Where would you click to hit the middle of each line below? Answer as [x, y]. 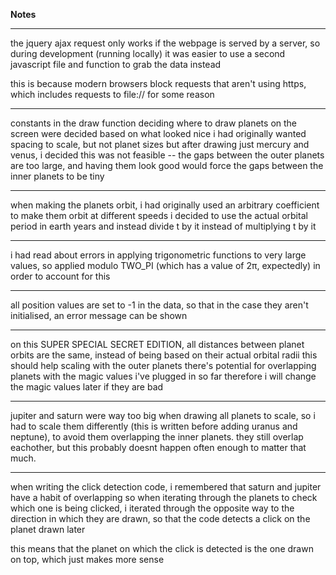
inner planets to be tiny [57, 176]
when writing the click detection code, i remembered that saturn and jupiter [166, 487]
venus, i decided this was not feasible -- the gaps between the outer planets [167, 155]
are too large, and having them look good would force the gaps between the [167, 165]
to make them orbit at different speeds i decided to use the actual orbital [159, 215]
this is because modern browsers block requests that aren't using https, [158, 83]
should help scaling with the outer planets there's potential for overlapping [163, 365]
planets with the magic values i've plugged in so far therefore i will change [163, 376]
